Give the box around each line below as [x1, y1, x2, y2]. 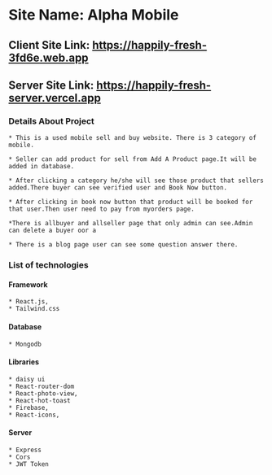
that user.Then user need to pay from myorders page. [8, 205, 195, 213]
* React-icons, [8, 411, 60, 419]
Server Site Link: [8, 78, 94, 92]
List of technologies [8, 259, 89, 271]
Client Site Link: [8, 38, 90, 52]
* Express [8, 446, 42, 454]
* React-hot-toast [8, 396, 71, 404]
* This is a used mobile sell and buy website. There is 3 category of [8, 134, 257, 142]
